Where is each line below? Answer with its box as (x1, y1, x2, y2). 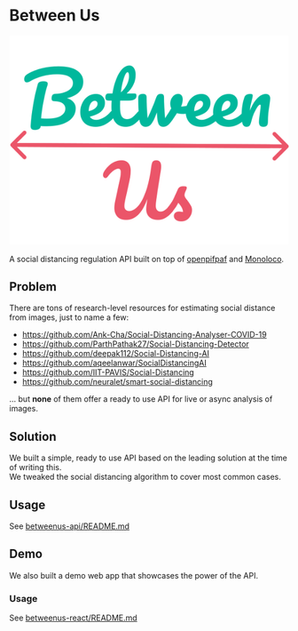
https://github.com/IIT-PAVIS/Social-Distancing (21, 367, 195, 378)
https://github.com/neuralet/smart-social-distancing (21, 377, 213, 387)
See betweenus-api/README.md (9, 521, 130, 531)
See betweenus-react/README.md (9, 612, 137, 623)
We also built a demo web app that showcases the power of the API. (9, 570, 259, 580)
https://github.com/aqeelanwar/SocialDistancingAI (21, 357, 207, 369)
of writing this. (9, 462, 62, 473)
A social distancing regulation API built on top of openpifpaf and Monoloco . (9, 253, 285, 264)
